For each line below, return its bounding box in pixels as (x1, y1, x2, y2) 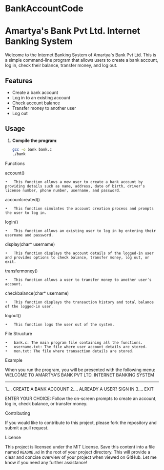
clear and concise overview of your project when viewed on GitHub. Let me (5, 454, 157, 460)
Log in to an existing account (12, 94, 71, 100)
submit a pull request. (5, 424, 49, 431)
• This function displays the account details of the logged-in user (5, 251, 154, 256)
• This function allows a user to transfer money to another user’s (5, 277, 152, 282)
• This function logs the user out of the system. (5, 322, 115, 327)
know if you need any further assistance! (5, 459, 87, 465)
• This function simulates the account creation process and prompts (5, 206, 154, 211)
